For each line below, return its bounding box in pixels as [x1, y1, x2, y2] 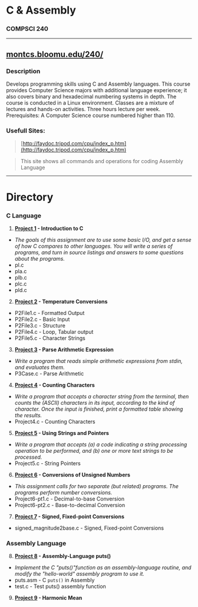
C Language [6, 211, 42, 219]
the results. [14, 411, 42, 418]
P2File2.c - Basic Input [14, 316, 70, 323]
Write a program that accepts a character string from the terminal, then [14, 392, 189, 400]
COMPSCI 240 [6, 25, 48, 33]
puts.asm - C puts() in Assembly [14, 577, 95, 584]
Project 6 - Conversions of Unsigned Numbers [14, 471, 131, 478]
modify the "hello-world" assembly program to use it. [14, 570, 144, 577]
